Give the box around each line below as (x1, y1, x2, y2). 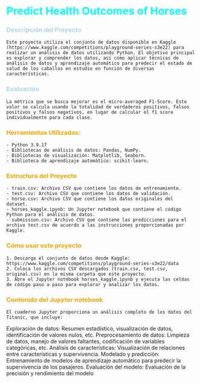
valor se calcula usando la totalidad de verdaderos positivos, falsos (6, 104, 190, 110)
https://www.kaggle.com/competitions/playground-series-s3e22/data (6, 260, 179, 266)
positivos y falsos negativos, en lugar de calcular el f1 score (6, 109, 173, 115)
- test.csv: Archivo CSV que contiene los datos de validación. (6, 191, 171, 197)
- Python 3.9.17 (6, 142, 47, 148)
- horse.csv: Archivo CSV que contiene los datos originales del (6, 196, 173, 202)
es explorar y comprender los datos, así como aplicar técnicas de (6, 55, 179, 61)
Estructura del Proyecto (6, 172, 77, 180)
